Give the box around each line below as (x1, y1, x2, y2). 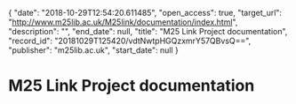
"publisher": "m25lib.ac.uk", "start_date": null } (8, 45, 179, 56)
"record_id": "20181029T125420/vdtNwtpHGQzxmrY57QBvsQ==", (8, 35, 252, 46)
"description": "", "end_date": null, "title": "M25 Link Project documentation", (8, 26, 288, 36)
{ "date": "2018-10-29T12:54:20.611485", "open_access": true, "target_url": (8, 8, 282, 18)
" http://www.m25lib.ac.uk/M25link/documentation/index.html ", (8, 17, 238, 27)
